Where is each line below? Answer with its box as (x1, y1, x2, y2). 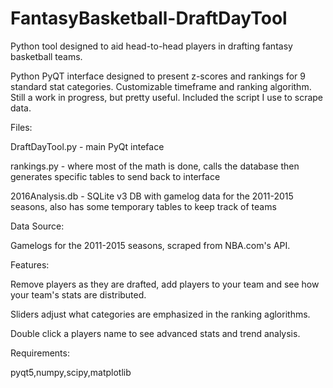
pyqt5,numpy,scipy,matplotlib (10, 366, 132, 378)
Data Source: (10, 220, 65, 232)
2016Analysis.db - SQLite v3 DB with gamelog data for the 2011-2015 (10, 190, 294, 202)
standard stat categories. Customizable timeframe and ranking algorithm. (10, 80, 312, 92)
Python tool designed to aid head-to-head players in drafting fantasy (10, 40, 293, 52)
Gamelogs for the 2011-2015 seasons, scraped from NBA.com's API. (10, 239, 291, 251)
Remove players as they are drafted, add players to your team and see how (10, 278, 320, 290)
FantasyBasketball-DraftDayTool (10, 7, 288, 30)
